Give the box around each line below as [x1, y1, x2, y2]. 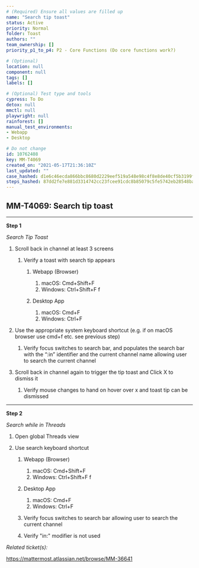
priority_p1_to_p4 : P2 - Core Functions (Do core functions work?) [6, 47, 176, 53]
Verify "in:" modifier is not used [23, 532, 101, 539]
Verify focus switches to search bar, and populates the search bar [23, 344, 185, 351]
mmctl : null [6, 107, 36, 113]
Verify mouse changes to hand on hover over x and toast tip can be [23, 386, 188, 394]
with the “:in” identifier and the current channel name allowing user [23, 351, 187, 358]
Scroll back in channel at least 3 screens [14, 245, 114, 252]
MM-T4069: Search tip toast [6, 201, 114, 211]
